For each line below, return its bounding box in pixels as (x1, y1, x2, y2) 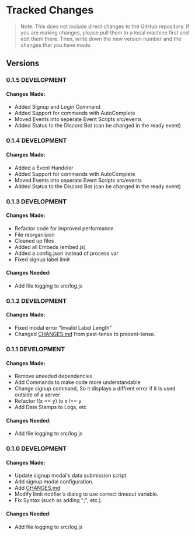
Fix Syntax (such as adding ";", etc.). (14, 497, 103, 504)
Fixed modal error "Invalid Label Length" (14, 324, 112, 331)
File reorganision (14, 231, 55, 238)
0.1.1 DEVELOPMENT (6, 345, 65, 353)
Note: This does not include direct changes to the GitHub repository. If (20, 23, 190, 30)
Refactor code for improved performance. (14, 224, 116, 231)
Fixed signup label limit (14, 255, 70, 263)
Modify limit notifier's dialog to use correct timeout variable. (14, 490, 159, 497)
